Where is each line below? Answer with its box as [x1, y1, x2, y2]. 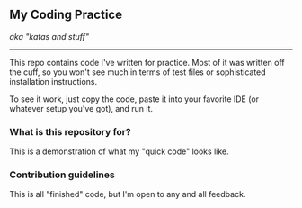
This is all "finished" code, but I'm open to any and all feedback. [9, 189, 246, 200]
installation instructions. [9, 76, 98, 86]
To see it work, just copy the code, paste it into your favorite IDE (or [9, 94, 259, 104]
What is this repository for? [9, 125, 132, 138]
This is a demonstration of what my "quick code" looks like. [9, 146, 229, 157]
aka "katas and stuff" [9, 31, 90, 41]
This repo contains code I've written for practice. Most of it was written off [9, 57, 285, 68]
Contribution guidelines [9, 168, 115, 181]
